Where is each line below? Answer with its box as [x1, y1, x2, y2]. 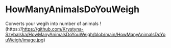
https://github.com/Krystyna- [22, 26, 84, 32]
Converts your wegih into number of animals [5, 20, 99, 27]
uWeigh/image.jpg [5, 37, 44, 43]
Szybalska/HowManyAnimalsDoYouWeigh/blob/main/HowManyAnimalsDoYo [5, 31, 166, 37]
